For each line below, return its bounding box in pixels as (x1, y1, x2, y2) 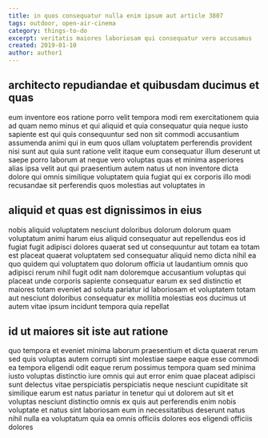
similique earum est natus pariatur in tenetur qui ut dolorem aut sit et (8, 388, 234, 398)
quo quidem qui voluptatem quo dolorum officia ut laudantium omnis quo (8, 259, 248, 268)
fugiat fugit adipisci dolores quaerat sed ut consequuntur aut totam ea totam (8, 242, 260, 251)
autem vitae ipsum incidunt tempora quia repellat (8, 301, 170, 311)
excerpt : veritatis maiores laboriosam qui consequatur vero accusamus (8, 34, 252, 42)
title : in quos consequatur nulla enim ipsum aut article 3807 (8, 11, 224, 20)
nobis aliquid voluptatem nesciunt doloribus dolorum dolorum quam (8, 225, 231, 235)
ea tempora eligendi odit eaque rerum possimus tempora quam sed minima (8, 363, 256, 372)
